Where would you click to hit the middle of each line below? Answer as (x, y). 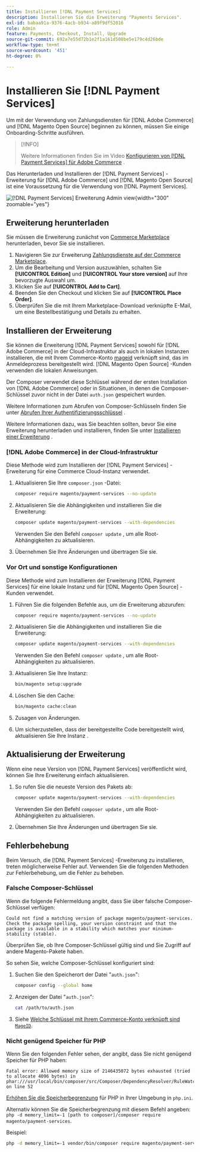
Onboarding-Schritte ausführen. (46, 132)
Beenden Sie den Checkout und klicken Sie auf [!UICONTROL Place (98, 293)
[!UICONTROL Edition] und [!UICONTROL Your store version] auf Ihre (101, 274)
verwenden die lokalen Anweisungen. (52, 371)
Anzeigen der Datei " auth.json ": (54, 996)
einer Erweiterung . (29, 437)
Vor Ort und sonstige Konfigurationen (62, 567)
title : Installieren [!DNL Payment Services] (63, 12)
